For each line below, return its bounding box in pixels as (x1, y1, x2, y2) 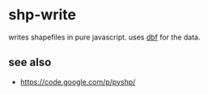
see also (8, 56, 52, 69)
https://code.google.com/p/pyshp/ (19, 76, 136, 86)
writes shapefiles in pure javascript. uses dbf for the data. (8, 32, 201, 42)
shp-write (8, 6, 77, 24)
